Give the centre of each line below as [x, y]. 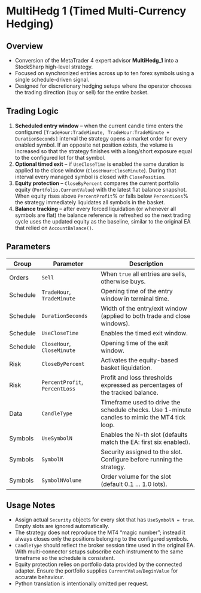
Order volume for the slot [136, 476]
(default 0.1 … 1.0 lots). [134, 484]
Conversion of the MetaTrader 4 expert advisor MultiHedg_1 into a [96, 60]
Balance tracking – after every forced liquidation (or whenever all [95, 208]
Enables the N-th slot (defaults [144, 434]
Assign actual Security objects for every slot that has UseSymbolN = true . [105, 520]
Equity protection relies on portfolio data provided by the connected [98, 564]
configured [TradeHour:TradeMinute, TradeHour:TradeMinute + [92, 132]
